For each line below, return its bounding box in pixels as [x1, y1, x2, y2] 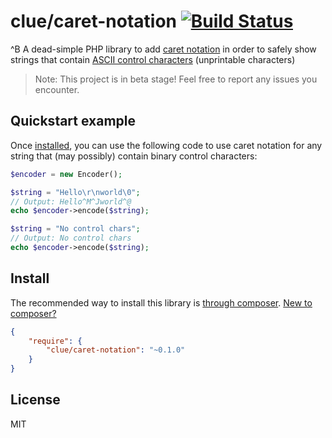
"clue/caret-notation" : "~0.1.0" [46, 345, 186, 355]
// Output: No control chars [10, 233, 132, 244]
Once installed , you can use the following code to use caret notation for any [10, 139, 323, 151]
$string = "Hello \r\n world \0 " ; [10, 187, 141, 197]
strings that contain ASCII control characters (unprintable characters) [10, 53, 296, 65]
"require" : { [28, 336, 83, 346]
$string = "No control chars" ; [10, 224, 141, 234]
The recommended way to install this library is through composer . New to [10, 296, 313, 309]
